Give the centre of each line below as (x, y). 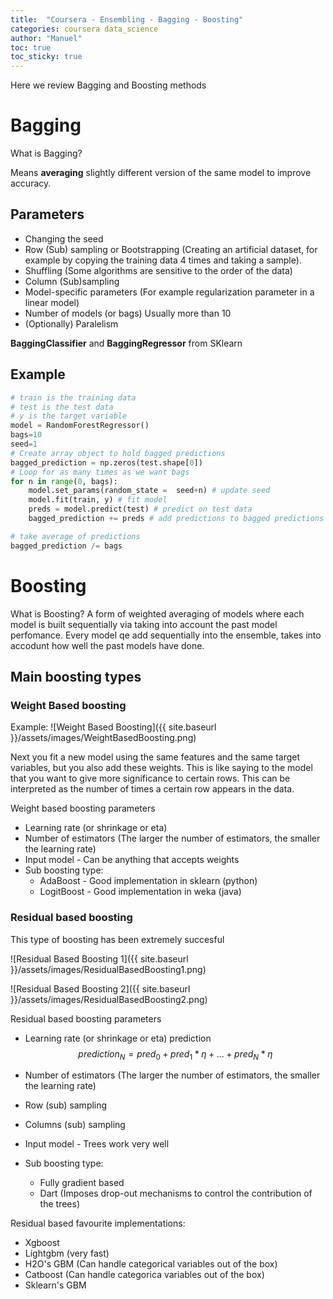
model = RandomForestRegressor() (80, 426)
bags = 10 (26, 435)
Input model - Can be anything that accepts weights (132, 860)
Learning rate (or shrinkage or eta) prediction (118, 1038)
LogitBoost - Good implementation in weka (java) (140, 892)
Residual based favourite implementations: (98, 1223)
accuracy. (31, 183)
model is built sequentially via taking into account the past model (144, 624)
